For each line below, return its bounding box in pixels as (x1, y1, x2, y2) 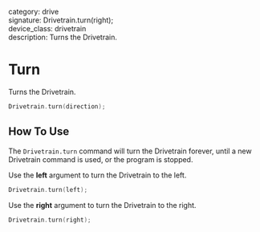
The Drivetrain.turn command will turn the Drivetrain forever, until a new (8, 146, 252, 156)
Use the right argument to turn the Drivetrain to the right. (8, 200, 197, 210)
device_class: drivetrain (8, 24, 87, 33)
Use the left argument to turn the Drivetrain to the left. (8, 170, 187, 180)
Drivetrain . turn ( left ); (8, 185, 88, 193)
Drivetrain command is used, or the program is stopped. (8, 154, 193, 164)
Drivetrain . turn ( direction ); (8, 102, 106, 111)
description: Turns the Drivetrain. (8, 32, 118, 42)
